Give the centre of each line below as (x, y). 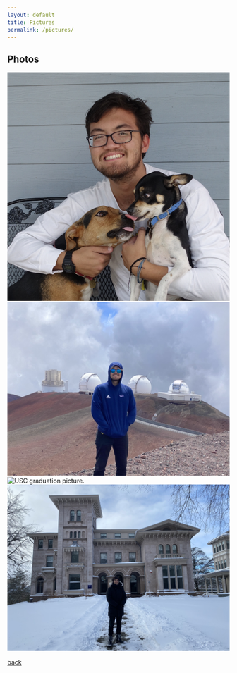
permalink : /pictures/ (41, 30)
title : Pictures (31, 22)
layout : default (31, 15)
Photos (23, 59)
